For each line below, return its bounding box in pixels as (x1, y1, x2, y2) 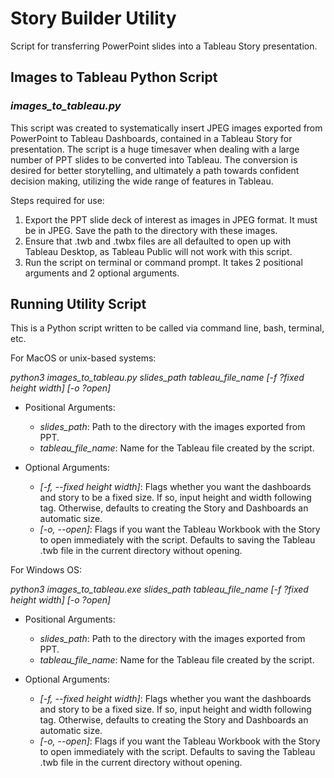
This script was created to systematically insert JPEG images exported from (10, 122, 323, 134)
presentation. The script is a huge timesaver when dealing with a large (10, 143, 300, 155)
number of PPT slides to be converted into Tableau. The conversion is (10, 153, 298, 166)
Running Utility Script (10, 296, 147, 313)
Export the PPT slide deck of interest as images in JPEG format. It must (24, 213, 318, 226)
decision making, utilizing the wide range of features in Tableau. (10, 175, 274, 187)
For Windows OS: (10, 564, 82, 576)
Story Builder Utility (10, 7, 177, 30)
